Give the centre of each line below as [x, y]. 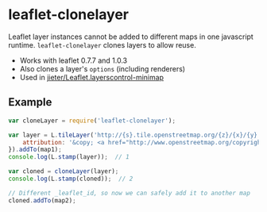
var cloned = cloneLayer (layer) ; [64, 172]
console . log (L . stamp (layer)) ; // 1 [69, 157]
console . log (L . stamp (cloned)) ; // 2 [71, 179]
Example [30, 102]
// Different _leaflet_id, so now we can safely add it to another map [129, 193]
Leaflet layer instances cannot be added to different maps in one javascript [131, 37]
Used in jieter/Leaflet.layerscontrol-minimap [92, 77]
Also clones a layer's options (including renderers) [102, 68]
